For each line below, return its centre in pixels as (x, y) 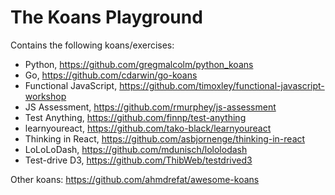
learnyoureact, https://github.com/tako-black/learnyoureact (148, 128)
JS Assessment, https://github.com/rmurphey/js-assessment (150, 107)
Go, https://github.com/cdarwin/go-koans (111, 75)
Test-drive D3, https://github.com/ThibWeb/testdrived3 (138, 160)
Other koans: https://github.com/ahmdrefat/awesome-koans (135, 179)
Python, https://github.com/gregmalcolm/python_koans (139, 64)
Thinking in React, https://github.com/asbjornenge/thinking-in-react (165, 138)
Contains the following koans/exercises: (92, 45)
